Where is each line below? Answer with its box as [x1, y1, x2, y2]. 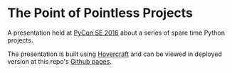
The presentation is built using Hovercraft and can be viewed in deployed [7, 50, 223, 58]
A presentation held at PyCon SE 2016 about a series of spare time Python [7, 28, 226, 37]
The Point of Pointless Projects [7, 5, 194, 21]
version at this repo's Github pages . [7, 57, 112, 65]
